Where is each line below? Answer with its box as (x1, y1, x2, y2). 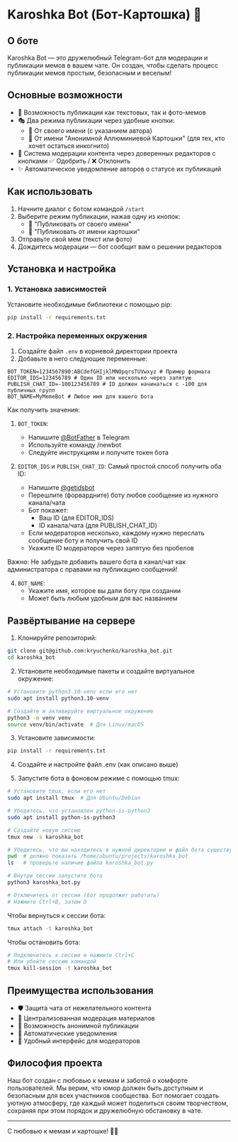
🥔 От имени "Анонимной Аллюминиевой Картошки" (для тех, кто (28, 134, 225, 142)
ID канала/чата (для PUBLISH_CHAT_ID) (38, 521, 157, 530)
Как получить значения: (7, 405, 80, 415)
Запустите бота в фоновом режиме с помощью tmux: (17, 774, 180, 783)
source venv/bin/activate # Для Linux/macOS (7, 721, 144, 728)
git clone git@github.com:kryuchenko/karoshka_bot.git (7, 647, 173, 655)
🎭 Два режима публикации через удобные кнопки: (17, 116, 175, 124)
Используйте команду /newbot (28, 441, 122, 449)
